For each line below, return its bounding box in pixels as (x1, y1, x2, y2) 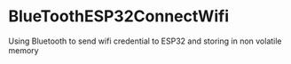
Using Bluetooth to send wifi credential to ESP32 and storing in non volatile (8, 36, 282, 46)
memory (8, 44, 39, 55)
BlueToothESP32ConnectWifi (8, 6, 230, 27)
